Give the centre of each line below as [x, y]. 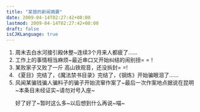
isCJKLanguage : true [32, 35]
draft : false [23, 29]
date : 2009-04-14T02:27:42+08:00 [48, 18]
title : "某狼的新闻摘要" [34, 12]
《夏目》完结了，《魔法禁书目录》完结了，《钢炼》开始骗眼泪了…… [97, 75]
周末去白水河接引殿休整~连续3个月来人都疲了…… [76, 53]
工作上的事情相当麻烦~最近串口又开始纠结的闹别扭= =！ [85, 60]
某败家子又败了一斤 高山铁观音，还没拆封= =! [72, 68]
